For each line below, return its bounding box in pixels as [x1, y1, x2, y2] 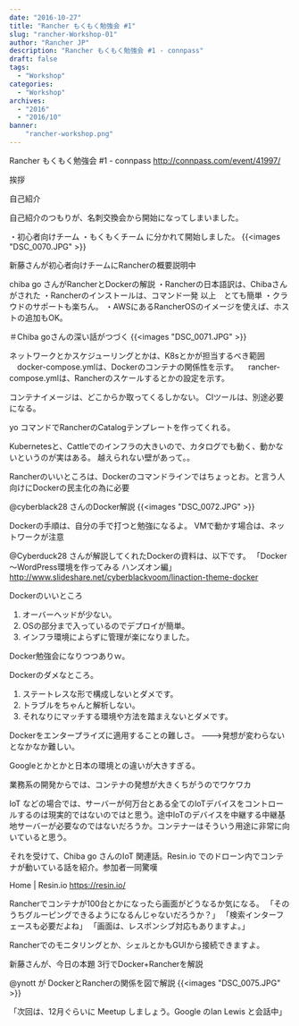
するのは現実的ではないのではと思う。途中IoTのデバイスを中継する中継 [16, 809, 278, 819]
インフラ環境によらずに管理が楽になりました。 [21, 632, 195, 642]
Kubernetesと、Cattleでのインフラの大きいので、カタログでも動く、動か [9, 440, 277, 452]
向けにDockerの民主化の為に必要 [9, 482, 130, 493]
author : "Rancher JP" [9, 38, 90, 47]
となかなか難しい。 [9, 741, 80, 751]
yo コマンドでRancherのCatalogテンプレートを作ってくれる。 [9, 421, 236, 432]
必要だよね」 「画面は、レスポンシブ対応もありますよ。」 [39, 920, 250, 931]
